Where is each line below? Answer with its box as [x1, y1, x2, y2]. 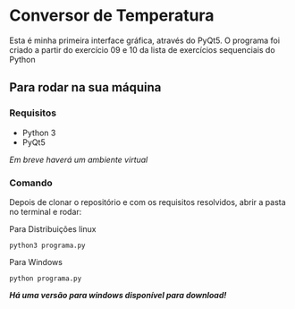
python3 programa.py [9, 241, 87, 250]
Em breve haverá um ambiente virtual [9, 154, 148, 165]
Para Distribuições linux [9, 223, 97, 234]
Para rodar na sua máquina [9, 80, 162, 95]
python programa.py [9, 274, 82, 283]
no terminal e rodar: [9, 206, 82, 217]
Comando [9, 176, 54, 189]
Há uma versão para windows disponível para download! [9, 289, 227, 300]
